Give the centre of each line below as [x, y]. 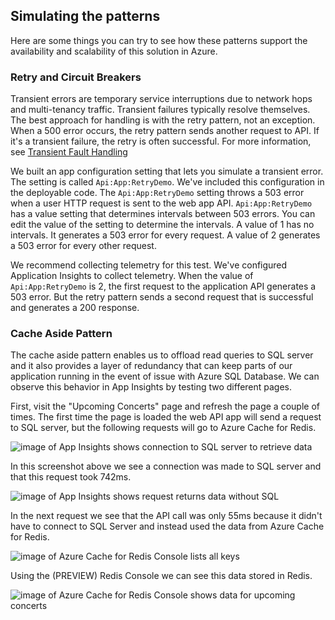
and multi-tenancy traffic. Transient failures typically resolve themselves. [160, 110]
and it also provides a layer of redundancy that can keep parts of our [151, 366]
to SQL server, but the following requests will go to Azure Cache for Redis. [163, 428]
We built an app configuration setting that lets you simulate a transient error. [167, 171]
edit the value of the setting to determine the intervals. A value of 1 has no [162, 225]
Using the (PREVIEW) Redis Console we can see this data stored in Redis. [161, 576]
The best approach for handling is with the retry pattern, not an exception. [163, 120]
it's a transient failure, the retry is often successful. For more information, [161, 141]
